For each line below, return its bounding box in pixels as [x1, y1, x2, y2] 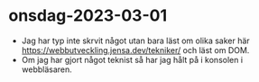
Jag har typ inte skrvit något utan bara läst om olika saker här [21, 35, 250, 46]
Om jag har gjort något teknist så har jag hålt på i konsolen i [21, 54, 244, 65]
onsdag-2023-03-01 [8, 5, 168, 26]
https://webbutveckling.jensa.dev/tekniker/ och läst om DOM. [21, 44, 250, 55]
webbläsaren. [21, 64, 73, 75]
